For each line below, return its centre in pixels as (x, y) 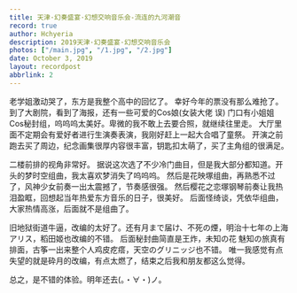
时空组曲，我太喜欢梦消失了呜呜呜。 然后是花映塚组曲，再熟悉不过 (154, 175)
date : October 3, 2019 (51, 58)
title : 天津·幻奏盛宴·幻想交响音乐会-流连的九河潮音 (95, 17)
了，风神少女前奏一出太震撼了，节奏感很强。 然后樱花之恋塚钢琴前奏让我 (142, 186)
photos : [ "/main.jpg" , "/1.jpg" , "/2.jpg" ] (91, 50)
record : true (33, 26)
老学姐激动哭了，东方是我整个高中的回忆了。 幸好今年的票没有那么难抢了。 (146, 101)
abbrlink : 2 (31, 75)
